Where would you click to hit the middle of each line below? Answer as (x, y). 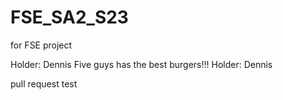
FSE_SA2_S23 (69, 17)
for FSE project (41, 45)
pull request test (44, 83)
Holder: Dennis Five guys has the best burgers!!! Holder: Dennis (141, 64)
